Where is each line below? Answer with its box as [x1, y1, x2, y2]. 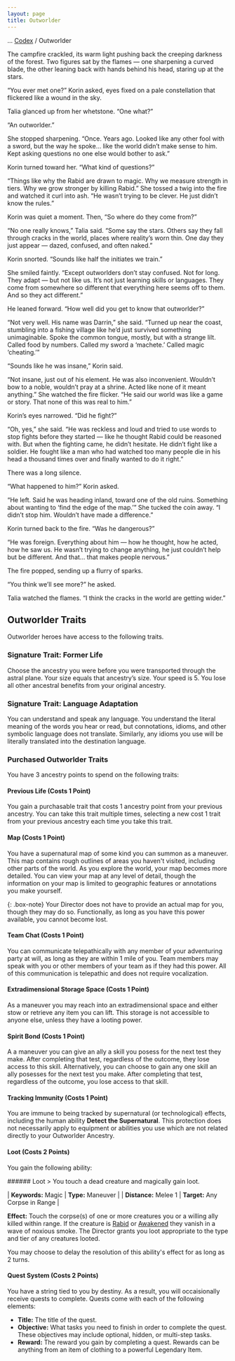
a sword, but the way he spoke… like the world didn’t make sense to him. [7, 141, 217, 150]
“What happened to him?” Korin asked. [7, 482, 119, 490]
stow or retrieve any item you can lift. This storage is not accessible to [7, 1009, 210, 1017]
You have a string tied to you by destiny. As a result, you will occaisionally [7, 1286, 220, 1295]
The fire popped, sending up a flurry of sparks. [7, 566, 143, 575]
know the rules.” [7, 198, 55, 207]
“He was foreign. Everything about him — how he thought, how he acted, [7, 537, 219, 546]
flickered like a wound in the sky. [7, 93, 102, 102]
